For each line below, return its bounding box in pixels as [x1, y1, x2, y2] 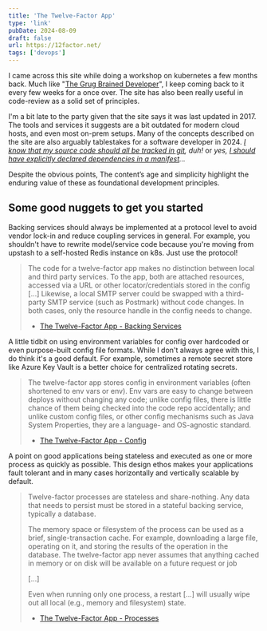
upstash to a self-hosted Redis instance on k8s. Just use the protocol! [8, 248, 238, 257]
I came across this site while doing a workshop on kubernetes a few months [8, 71, 258, 80]
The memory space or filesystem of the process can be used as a [27, 524, 245, 534]
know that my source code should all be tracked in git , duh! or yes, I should [8, 145, 256, 155]
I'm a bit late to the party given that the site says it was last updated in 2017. [8, 112, 257, 121]
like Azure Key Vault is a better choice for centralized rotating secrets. [8, 362, 238, 371]
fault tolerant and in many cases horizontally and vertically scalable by [8, 468, 239, 478]
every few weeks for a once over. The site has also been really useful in [8, 88, 244, 97]
